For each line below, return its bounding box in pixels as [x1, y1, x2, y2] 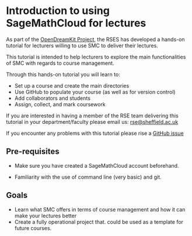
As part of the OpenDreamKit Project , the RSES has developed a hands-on [6, 36, 185, 43]
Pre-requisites [6, 147, 60, 157]
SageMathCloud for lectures [6, 16, 146, 30]
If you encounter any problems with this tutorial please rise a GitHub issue [6, 130, 184, 137]
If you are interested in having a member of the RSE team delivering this [6, 112, 179, 119]
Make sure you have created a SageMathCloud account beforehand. [14, 162, 179, 169]
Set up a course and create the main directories [14, 82, 130, 89]
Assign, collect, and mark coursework [14, 100, 106, 107]
